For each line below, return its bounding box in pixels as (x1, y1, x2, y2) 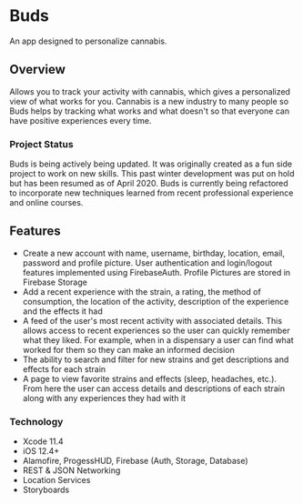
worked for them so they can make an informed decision (22, 344, 235, 355)
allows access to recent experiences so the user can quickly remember (22, 325, 290, 336)
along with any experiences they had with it (22, 392, 187, 403)
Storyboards (22, 484, 70, 496)
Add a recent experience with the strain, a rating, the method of (22, 286, 261, 297)
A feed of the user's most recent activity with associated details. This (22, 315, 283, 326)
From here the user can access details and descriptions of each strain (22, 383, 285, 394)
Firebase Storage (22, 277, 88, 287)
